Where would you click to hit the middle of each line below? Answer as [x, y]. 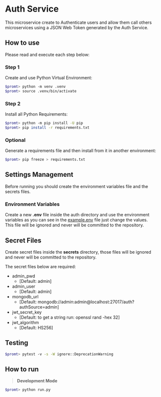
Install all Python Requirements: [36, 114]
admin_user [23, 286]
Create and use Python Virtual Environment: [49, 78]
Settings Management [39, 175]
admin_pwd [23, 276]
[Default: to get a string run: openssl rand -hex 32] [69, 317]
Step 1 [12, 67]
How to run [22, 370]
